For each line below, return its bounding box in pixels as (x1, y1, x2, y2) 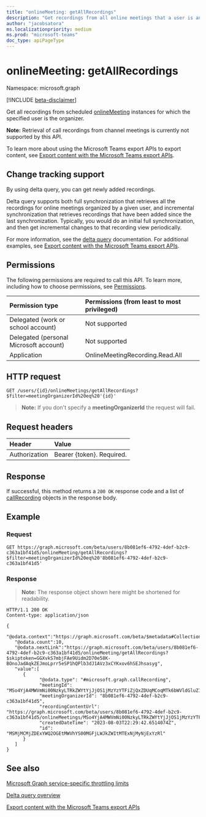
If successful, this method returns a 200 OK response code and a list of (6, 488, 184, 495)
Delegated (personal (9, 333, 69, 342)
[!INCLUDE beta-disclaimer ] (6, 96, 77, 103)
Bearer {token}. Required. (54, 450, 127, 459)
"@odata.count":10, (14, 639, 64, 645)
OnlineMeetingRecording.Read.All (85, 351, 182, 359)
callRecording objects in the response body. (6, 494, 118, 501)
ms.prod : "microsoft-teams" (6, 32, 78, 38)
